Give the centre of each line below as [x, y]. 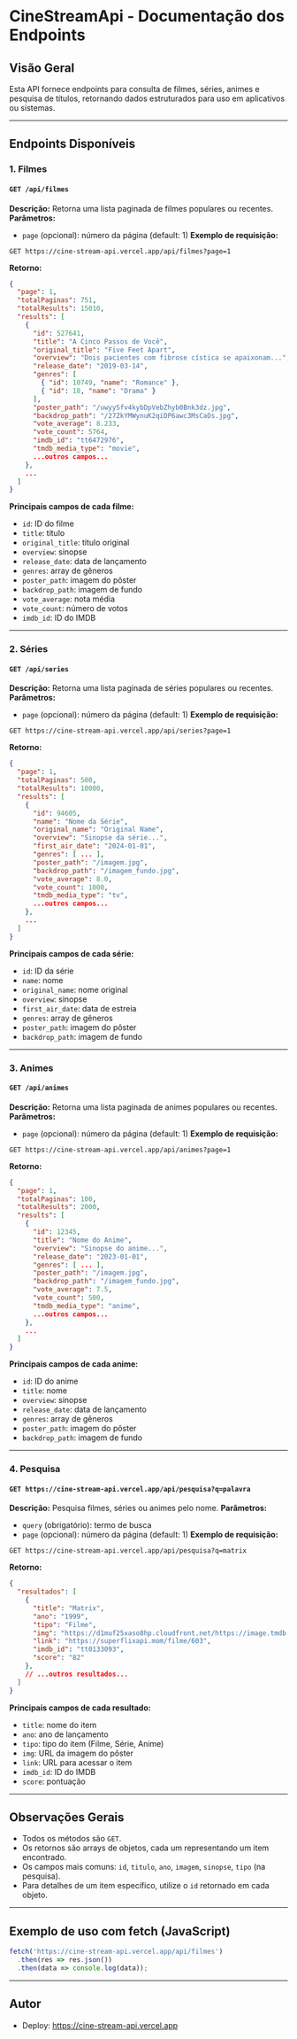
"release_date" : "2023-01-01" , [90, 1256]
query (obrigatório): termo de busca [87, 1525]
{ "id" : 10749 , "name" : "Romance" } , [110, 383]
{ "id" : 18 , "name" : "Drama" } [99, 391]
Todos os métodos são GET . [72, 1839]
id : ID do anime [50, 1381]
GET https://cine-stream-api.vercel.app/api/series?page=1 [120, 731]
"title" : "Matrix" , [68, 1608]
